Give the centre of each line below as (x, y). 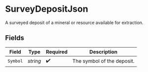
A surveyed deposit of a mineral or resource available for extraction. (74, 23)
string (35, 61)
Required (57, 51)
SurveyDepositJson (47, 9)
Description (103, 51)
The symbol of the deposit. (103, 61)
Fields (15, 38)
